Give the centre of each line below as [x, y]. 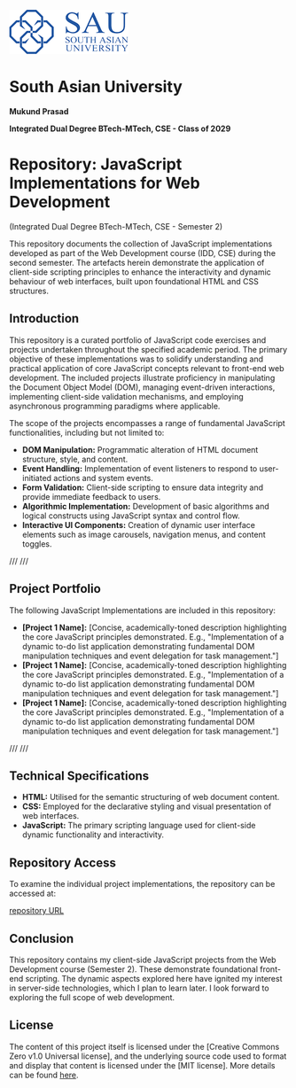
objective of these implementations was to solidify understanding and [136, 359]
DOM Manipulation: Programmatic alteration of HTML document [140, 449]
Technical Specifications [79, 776]
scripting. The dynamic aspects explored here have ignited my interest [154, 978]
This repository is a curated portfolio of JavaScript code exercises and [138, 340]
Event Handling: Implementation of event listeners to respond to [140, 468]
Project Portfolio [55, 589]
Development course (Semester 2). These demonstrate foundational [134, 969]
